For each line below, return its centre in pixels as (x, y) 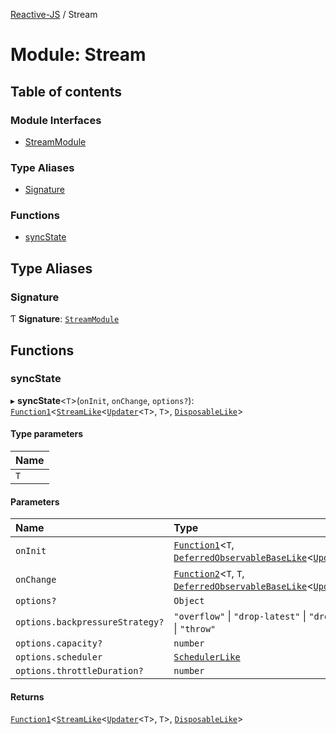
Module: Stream (78, 55)
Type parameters (47, 434)
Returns (27, 696)
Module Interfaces (56, 120)
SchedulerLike (207, 657)
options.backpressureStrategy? (90, 622)
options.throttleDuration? (79, 671)
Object (189, 601)
